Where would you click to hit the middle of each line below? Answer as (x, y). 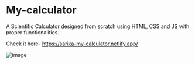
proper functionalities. (33, 32)
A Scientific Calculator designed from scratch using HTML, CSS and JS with (98, 26)
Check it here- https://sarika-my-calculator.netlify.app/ (72, 44)
